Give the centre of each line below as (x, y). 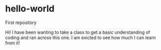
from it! (12, 42)
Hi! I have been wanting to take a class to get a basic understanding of (78, 32)
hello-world (30, 9)
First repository (21, 22)
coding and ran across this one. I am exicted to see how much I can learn (80, 37)
